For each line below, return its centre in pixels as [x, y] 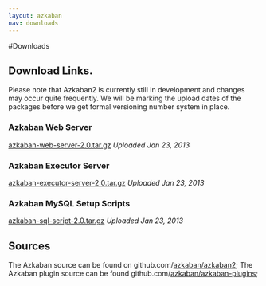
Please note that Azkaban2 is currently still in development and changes [127, 90]
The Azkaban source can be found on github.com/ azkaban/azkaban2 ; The [131, 265]
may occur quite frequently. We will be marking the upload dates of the [125, 98]
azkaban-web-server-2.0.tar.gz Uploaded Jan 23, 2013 [99, 145]
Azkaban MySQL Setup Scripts [69, 203]
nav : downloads [33, 23]
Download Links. [51, 71]
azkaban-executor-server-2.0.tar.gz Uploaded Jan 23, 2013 [106, 182]
